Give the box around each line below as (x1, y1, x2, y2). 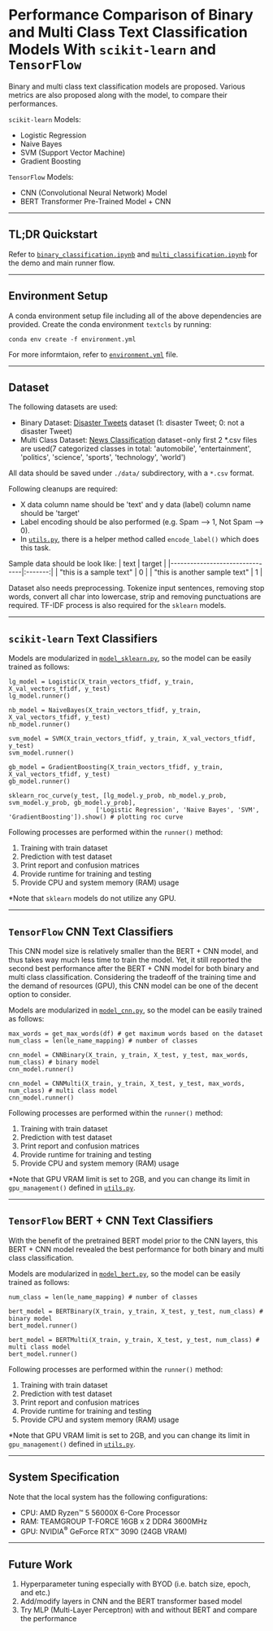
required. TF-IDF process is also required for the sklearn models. (8, 601, 227, 610)
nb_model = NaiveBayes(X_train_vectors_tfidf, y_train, (8, 706, 201, 715)
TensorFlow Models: (8, 172, 75, 181)
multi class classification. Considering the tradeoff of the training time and (8, 973, 257, 982)
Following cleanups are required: (8, 484, 118, 494)
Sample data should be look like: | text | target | (8, 559, 167, 569)
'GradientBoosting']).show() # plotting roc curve (8, 813, 184, 821)
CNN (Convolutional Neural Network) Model (19, 187, 168, 197)
